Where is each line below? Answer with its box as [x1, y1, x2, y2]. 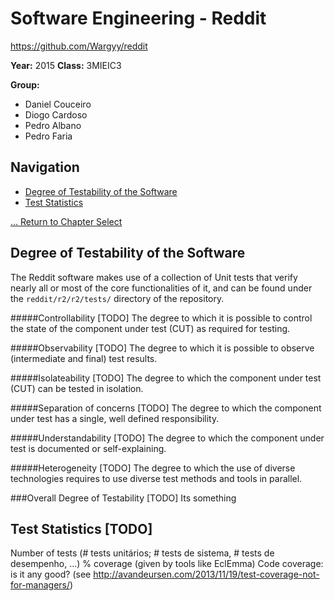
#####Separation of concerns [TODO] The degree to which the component [10, 402, 322, 414]
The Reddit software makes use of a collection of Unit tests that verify [10, 271, 298, 283]
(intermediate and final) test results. [10, 352, 158, 364]
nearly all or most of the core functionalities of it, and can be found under [10, 282, 313, 294]
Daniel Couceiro [24, 98, 92, 110]
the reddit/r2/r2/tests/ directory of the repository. [10, 292, 225, 304]
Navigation [10, 159, 80, 176]
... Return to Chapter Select [10, 215, 123, 227]
